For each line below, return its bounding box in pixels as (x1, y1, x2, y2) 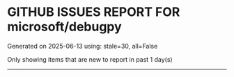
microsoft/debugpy (7, 19, 122, 35)
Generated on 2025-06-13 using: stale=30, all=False (7, 42, 158, 50)
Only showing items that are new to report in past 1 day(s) (7, 55, 173, 63)
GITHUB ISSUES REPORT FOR (7, 4, 180, 20)
